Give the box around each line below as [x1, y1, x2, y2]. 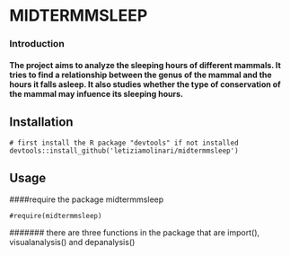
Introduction [9, 38, 65, 50]
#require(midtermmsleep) [9, 212, 102, 221]
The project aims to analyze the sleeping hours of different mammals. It [9, 59, 281, 70]
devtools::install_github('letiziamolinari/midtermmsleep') [9, 146, 240, 155]
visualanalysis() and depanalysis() [9, 237, 136, 248]
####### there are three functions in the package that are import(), [9, 227, 260, 238]
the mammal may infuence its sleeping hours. [9, 88, 184, 99]
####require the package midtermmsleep [9, 194, 164, 205]
